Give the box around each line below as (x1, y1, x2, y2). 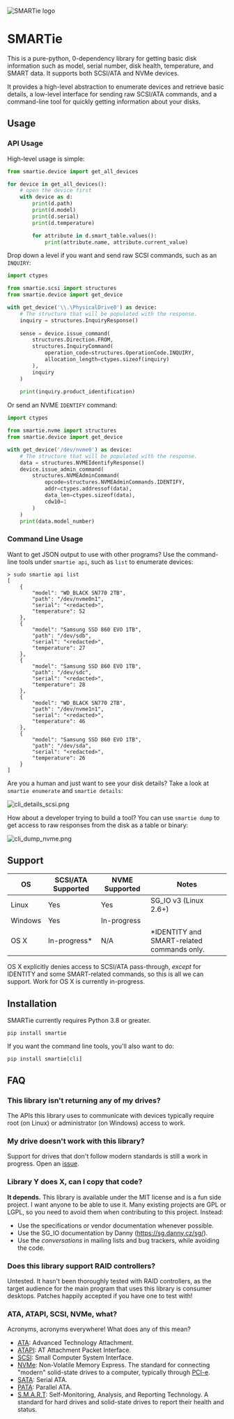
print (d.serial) (32, 213, 79, 220)
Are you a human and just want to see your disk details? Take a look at (7, 779, 209, 787)
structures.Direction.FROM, (32, 336, 114, 344)
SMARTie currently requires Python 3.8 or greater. (7, 1017, 151, 1025)
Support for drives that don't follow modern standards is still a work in (7, 1152, 208, 1160)
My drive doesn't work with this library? (7, 1136, 145, 1146)
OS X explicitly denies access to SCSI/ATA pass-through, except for (7, 963, 202, 971)
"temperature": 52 (32, 608, 86, 615)
